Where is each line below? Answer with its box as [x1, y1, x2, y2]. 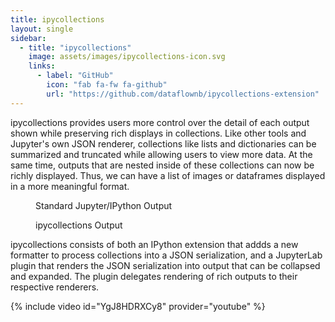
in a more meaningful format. [10, 180, 130, 192]
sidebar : [10, 33, 47, 43]
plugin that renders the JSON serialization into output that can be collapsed [10, 259, 321, 271]
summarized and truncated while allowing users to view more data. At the [10, 148, 313, 160]
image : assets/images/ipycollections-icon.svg [28, 52, 226, 62]
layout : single [10, 24, 74, 34]
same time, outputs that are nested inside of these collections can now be [10, 159, 315, 171]
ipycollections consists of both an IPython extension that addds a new [10, 238, 299, 250]
